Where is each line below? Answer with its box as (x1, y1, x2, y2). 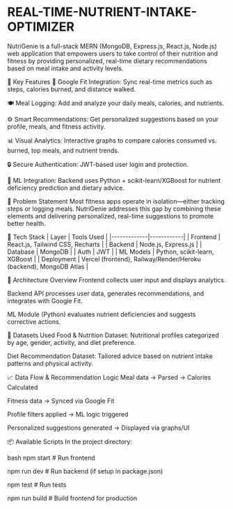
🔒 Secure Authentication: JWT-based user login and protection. (7, 160, 189, 168)
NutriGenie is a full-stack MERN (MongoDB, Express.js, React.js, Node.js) (7, 42, 217, 50)
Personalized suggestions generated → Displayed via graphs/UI (7, 423, 190, 432)
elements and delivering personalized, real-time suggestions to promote (7, 211, 214, 220)
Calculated (7, 383, 38, 391)
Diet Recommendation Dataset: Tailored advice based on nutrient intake (7, 352, 214, 360)
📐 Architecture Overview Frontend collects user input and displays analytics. (7, 275, 226, 284)
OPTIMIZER (7, 19, 75, 35)
